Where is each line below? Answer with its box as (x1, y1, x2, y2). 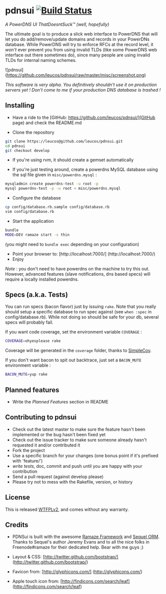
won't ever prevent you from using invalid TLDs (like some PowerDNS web (5, 47, 158, 52)
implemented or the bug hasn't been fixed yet (12, 431, 106, 438)
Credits (5, 521, 29, 529)
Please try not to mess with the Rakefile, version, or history (12, 479, 133, 485)
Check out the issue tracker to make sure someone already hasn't (12, 437, 147, 443)
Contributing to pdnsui (5, 413, 77, 422)
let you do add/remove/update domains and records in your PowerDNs (5, 36, 150, 42)
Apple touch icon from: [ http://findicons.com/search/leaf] (12, 578, 130, 584)
